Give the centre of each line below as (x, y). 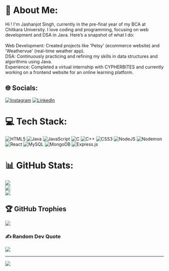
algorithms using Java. (29, 61)
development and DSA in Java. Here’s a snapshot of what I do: (70, 35)
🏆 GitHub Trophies (36, 209)
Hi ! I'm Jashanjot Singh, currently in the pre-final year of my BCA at (75, 24)
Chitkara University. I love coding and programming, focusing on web (77, 29)
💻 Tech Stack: (36, 121)
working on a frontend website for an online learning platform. (69, 72)
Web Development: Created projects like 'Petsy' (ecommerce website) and (82, 45)
